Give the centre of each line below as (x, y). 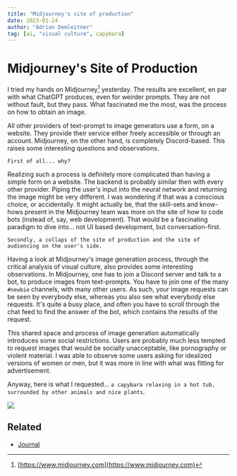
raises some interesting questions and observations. (83, 148)
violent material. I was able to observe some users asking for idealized (109, 355)
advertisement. (29, 370)
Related (25, 428)
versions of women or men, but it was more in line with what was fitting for (116, 363)
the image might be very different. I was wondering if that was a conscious (116, 197)
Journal (29, 444)
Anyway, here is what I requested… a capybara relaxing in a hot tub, (111, 384)
